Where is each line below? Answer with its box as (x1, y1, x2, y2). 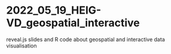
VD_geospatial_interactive (6, 16, 140, 30)
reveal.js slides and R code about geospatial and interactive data (6, 36, 166, 43)
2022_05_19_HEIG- (6, 4, 102, 17)
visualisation (6, 42, 37, 49)
